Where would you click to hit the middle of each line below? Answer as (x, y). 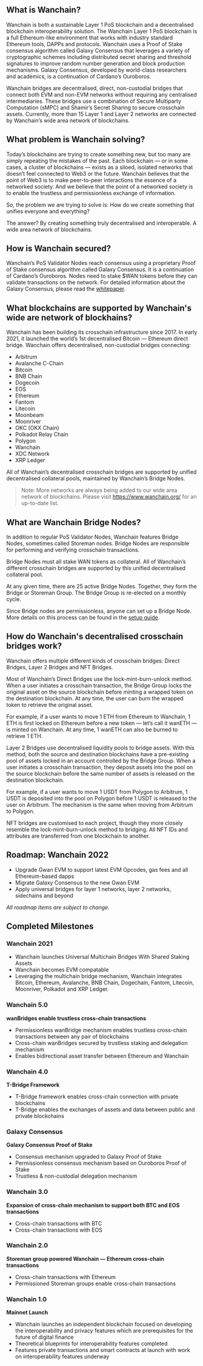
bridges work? (34, 646)
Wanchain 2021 (30, 943)
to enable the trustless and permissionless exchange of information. (91, 193)
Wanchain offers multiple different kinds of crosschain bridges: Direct (93, 661)
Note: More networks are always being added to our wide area (99, 490)
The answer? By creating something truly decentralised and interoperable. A (101, 223)
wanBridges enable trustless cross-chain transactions (76, 1018)
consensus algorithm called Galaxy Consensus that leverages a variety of (98, 50)
